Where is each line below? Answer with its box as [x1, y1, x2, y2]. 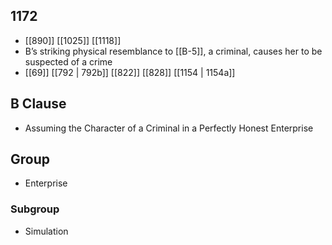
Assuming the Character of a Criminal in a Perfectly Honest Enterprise [24, 122, 314, 134]
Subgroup [10, 202, 60, 216]
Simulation [24, 225, 69, 237]
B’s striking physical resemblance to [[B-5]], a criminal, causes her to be [24, 45, 323, 57]
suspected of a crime [24, 55, 113, 68]
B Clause [10, 95, 67, 113]
